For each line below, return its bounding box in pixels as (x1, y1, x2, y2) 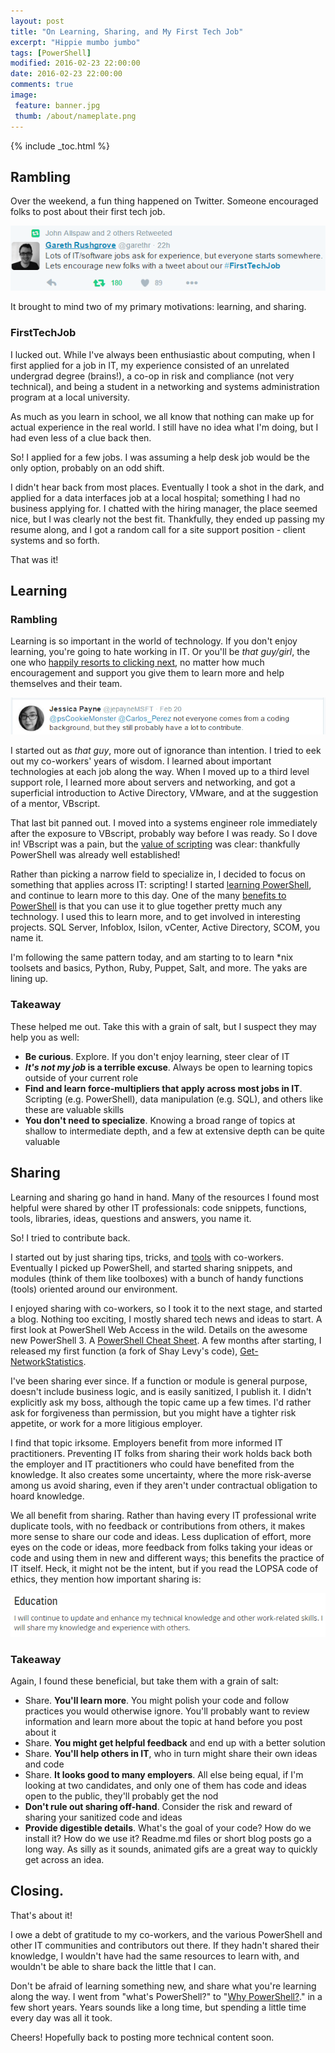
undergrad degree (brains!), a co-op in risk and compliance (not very (10, 370, 295, 382)
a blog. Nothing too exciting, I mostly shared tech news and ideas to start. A (10, 1313, 323, 1325)
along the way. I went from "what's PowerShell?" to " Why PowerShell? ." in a (10, 1990, 323, 2002)
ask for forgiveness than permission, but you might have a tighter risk (10, 1406, 297, 1419)
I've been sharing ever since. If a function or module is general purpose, (10, 1375, 308, 1387)
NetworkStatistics (10, 1355, 84, 1367)
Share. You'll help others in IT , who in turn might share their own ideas (24, 1747, 318, 1759)
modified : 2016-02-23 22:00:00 (10, 58, 141, 69)
